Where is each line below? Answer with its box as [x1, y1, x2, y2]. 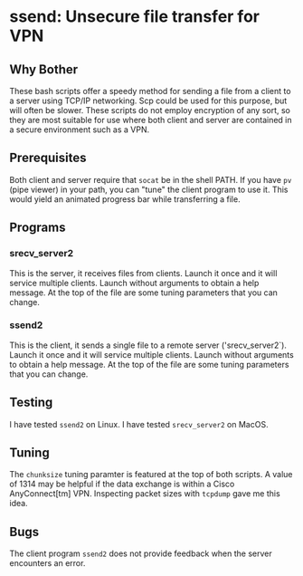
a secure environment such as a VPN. [9, 124, 150, 135]
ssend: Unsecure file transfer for [9, 6, 260, 27]
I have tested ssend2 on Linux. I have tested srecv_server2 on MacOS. [9, 418, 269, 429]
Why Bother [9, 62, 79, 77]
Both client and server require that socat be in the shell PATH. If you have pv [9, 174, 292, 185]
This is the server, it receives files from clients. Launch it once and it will [9, 267, 278, 278]
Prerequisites [9, 150, 87, 166]
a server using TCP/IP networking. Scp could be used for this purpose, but [9, 95, 288, 106]
